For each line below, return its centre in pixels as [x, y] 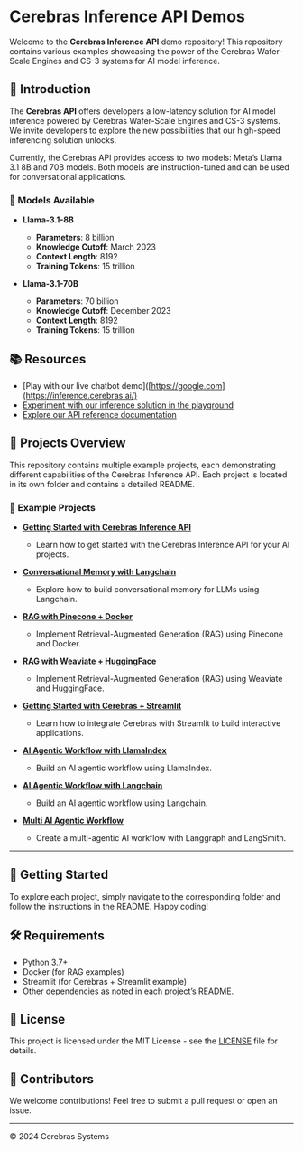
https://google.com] [188, 385]
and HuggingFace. [70, 688]
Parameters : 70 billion [77, 301]
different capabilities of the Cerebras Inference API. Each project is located [148, 474]
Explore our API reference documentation [100, 414]
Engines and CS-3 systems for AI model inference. [126, 61]
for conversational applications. [68, 176]
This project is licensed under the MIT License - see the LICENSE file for [143, 1041]
